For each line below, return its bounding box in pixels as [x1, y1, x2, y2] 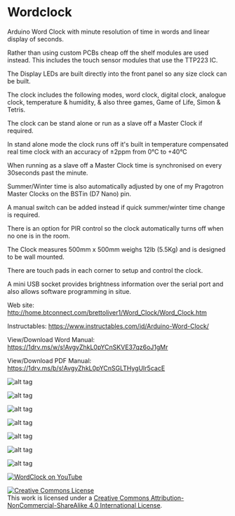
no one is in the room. [7, 231, 70, 240]
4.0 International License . [88, 501, 163, 509]
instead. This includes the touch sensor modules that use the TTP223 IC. [7, 55, 218, 64]
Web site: [7, 301, 35, 309]
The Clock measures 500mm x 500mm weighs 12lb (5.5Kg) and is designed [7, 245, 226, 253]
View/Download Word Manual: [7, 335, 95, 344]
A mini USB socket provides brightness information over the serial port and [7, 280, 224, 288]
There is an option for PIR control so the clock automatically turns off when [7, 224, 224, 232]
